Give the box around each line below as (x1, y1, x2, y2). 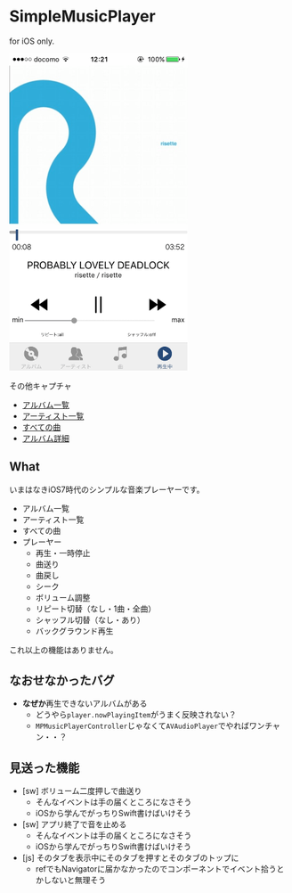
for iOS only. (9, 36, 55, 46)
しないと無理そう (43, 875, 107, 886)
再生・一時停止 (35, 547, 91, 558)
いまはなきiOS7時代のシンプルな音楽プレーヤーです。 (9, 484, 205, 495)
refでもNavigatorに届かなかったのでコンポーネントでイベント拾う (35, 864, 277, 874)
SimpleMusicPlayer (9, 6, 156, 27)
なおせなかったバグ (9, 673, 115, 688)
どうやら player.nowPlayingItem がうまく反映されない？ (35, 709, 237, 720)
